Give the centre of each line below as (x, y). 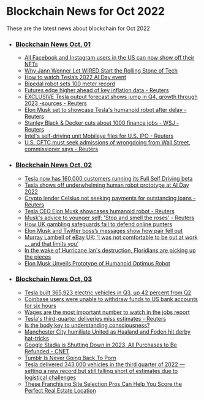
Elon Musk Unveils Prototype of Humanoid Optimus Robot (97, 263)
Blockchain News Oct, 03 (54, 279)
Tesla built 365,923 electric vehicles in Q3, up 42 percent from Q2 (108, 292)
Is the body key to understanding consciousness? (87, 325)
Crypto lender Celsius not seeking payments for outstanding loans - (110, 198)
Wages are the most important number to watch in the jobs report (107, 312)
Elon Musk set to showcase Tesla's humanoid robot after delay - (105, 110)
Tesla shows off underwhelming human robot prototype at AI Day (107, 185)
